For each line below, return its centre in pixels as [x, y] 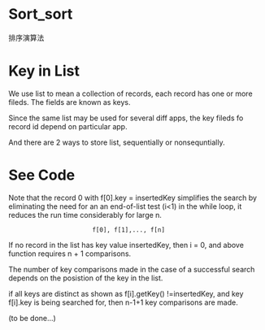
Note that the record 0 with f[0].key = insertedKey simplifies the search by [133, 198]
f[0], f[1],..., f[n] [128, 230]
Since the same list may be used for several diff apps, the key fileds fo [126, 118]
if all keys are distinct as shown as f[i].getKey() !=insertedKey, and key [126, 293]
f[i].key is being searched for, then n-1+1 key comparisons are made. [123, 302]
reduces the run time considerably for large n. [85, 215]
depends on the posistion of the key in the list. [86, 278]
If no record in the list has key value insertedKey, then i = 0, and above [126, 245]
